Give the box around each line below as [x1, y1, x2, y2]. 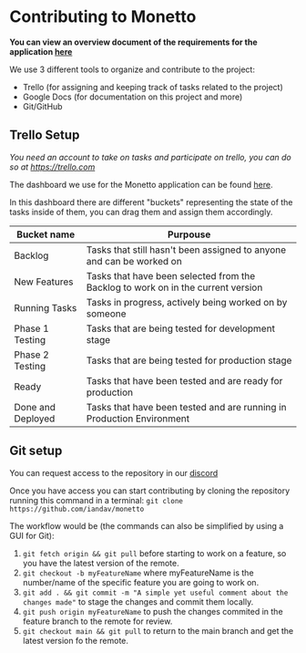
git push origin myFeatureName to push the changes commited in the [22, 606, 284, 617]
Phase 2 [14, 348, 50, 361]
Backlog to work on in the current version [86, 281, 263, 294]
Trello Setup [9, 128, 80, 143]
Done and [14, 400, 56, 413]
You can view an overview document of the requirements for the [9, 36, 258, 47]
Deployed [14, 412, 56, 425]
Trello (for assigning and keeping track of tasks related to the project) [22, 81, 284, 92]
